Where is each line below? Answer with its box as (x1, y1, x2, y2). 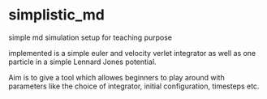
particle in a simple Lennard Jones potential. (8, 57, 157, 67)
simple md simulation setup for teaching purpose (8, 32, 173, 42)
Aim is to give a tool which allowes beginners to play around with (8, 72, 225, 82)
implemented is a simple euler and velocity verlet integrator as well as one (8, 48, 256, 58)
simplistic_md (8, 6, 106, 24)
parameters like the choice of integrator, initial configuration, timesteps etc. (8, 81, 260, 91)
